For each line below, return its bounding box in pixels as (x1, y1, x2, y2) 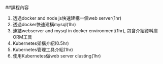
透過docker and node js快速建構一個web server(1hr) (12, 15, 122, 21)
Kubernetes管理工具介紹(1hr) (12, 47, 74, 52)
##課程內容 (5, 5, 29, 10)
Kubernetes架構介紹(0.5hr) (12, 40, 70, 46)
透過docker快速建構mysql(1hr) (12, 22, 76, 27)
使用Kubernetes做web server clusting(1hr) (12, 53, 101, 59)
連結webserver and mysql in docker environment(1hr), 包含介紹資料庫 (12, 28, 158, 34)
